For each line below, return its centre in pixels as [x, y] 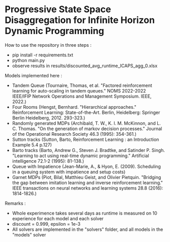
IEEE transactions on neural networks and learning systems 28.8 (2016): [88, 188]
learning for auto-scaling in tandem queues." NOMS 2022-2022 [79, 90]
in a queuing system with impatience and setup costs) [69, 172]
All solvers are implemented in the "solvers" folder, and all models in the [88, 229]
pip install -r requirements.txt [42, 55]
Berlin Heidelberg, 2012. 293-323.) [49, 117]
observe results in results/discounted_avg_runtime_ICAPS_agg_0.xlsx [85, 66]
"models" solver [29, 234]
